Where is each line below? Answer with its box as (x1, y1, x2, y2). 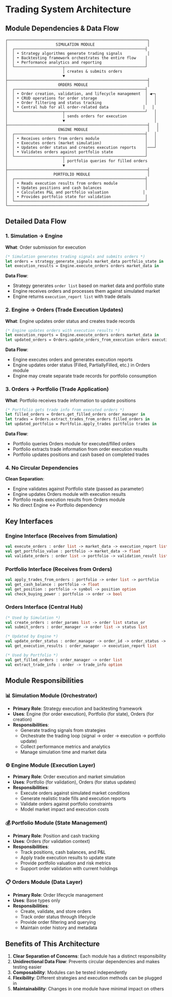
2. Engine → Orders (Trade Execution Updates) (5, 306, 124, 313)
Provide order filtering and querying (20, 919, 96, 925)
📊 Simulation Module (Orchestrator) (5, 692, 98, 699)
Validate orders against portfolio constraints (20, 800, 113, 807)
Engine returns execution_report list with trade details (12, 293, 131, 300)
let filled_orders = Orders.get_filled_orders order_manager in (5, 412, 145, 417)
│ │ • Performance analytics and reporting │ (5, 60, 147, 65)
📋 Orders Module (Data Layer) (5, 878, 83, 885)
